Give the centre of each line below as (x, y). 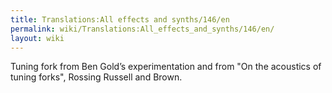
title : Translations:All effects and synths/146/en (120, 19)
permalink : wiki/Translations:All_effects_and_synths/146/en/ (142, 29)
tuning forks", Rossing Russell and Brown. (96, 77)
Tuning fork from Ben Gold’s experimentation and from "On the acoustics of (166, 67)
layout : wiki (37, 38)
